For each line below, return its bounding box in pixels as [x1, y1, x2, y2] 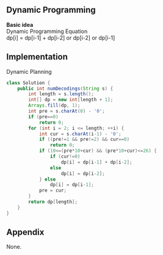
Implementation [6, 52, 68, 62]
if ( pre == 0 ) [28, 113, 59, 120]
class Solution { [6, 79, 51, 86]
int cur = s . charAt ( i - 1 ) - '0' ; [38, 131, 121, 137]
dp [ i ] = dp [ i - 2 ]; [60, 170, 105, 176]
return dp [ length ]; [28, 199, 78, 205]
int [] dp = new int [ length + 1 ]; [28, 97, 114, 103]
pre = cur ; [38, 187, 67, 194]
